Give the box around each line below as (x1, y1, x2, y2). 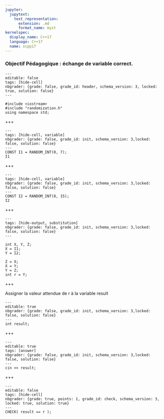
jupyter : (5, 7, 23, 12)
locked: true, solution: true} (5, 401, 69, 406)
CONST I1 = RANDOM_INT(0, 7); (5, 150, 67, 155)
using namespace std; (5, 110, 50, 115)
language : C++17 (9, 39, 43, 44)
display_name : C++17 (9, 35, 52, 40)
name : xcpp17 (9, 44, 36, 49)
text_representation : (14, 16, 58, 21)
